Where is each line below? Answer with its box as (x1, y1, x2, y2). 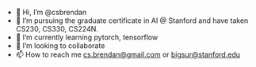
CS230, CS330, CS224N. (15, 24, 99, 33)
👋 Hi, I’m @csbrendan (15, 8, 87, 17)
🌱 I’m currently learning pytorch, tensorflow (15, 32, 159, 42)
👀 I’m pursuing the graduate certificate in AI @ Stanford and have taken (15, 16, 249, 25)
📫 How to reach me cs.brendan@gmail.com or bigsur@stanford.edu (15, 50, 240, 59)
